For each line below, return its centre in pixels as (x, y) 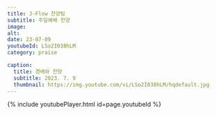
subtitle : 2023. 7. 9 (45, 78)
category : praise (32, 53)
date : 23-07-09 (29, 40)
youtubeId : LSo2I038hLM (42, 46)
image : (17, 26)
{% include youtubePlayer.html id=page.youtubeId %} (84, 105)
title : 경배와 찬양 (38, 71)
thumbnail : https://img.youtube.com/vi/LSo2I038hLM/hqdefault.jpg (111, 84)
